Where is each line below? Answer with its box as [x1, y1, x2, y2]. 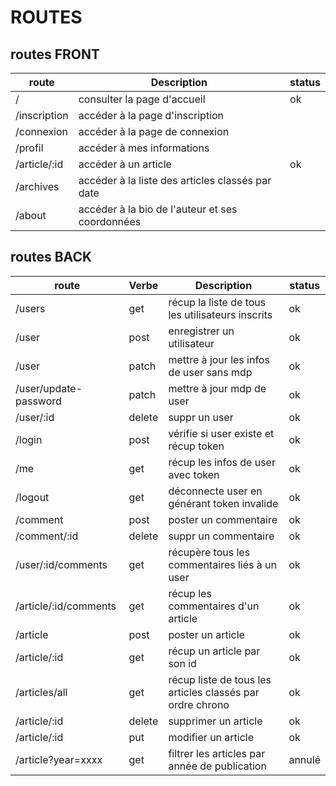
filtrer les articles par [168, 746, 266, 760]
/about [15, 209, 47, 222]
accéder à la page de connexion [78, 125, 230, 138]
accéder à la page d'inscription [78, 109, 225, 122]
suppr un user [168, 410, 234, 424]
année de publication [168, 759, 267, 773]
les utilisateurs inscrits [168, 307, 273, 321]
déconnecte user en [168, 484, 263, 498]
